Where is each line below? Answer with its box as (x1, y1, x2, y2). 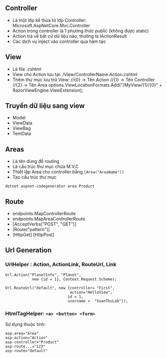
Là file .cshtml (12, 66, 41, 72)
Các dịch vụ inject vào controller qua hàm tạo (12, 38, 106, 44)
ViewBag (12, 125, 31, 131)
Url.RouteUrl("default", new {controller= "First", (5, 285, 115, 290)
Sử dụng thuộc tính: (5, 321, 46, 328)
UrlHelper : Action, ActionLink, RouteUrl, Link (5, 261, 117, 268)
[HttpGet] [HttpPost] (12, 232, 55, 238)
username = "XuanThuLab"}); (67, 298, 128, 303)
